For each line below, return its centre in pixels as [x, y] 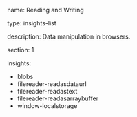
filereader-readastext [47, 91]
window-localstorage [47, 106]
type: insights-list [32, 23]
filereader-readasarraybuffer [57, 98]
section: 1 [21, 50]
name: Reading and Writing [45, 10]
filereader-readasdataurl [52, 84]
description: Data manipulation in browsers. [69, 36]
